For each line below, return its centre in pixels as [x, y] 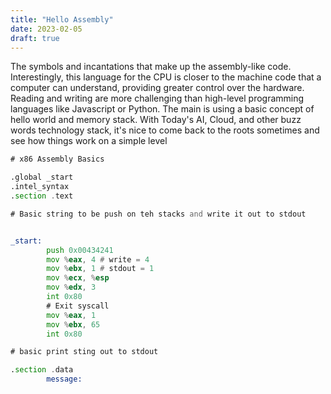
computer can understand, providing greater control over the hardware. [157, 88]
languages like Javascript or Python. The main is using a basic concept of [162, 109]
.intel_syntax [40, 187]
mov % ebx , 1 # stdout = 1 [100, 269]
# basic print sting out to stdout [84, 352]
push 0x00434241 [80, 250]
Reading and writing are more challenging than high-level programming [157, 98]
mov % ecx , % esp [78, 278]
